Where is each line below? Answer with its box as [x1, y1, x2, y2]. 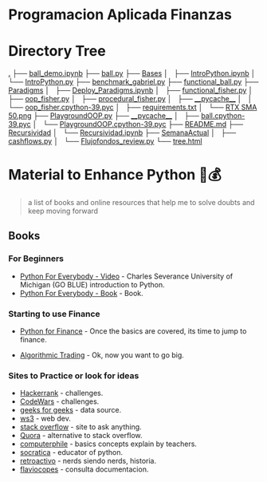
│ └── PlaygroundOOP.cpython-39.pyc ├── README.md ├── [32, 120, 244, 129]
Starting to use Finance [8, 308, 101, 319]
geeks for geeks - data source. [19, 405, 122, 415]
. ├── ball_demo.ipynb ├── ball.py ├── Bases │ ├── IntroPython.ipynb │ [8, 69, 256, 78]
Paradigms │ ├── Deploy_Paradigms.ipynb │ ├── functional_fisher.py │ [8, 85, 253, 95]
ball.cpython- [200, 111, 245, 120]
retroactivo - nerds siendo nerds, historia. [19, 456, 157, 466]
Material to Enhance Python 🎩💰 [8, 166, 222, 184]
